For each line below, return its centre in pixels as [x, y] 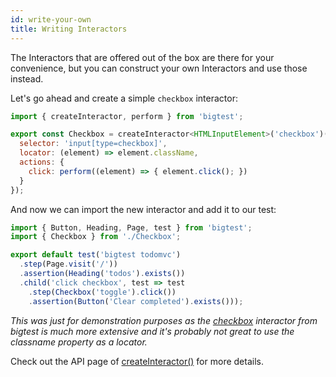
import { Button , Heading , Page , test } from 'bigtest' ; [131, 227]
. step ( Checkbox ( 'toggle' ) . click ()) [102, 292]
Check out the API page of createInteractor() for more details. [137, 361]
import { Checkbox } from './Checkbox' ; [96, 237]
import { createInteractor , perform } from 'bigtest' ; [127, 116]
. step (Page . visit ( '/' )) [68, 264]
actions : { [42, 162]
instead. [27, 78]
